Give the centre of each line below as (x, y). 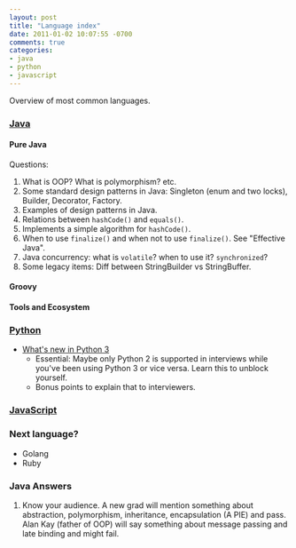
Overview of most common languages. (80, 100)
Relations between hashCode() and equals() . (103, 219)
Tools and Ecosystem (50, 307)
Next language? (44, 434)
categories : (31, 51)
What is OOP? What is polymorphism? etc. (99, 181)
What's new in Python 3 (66, 349)
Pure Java (28, 145)
